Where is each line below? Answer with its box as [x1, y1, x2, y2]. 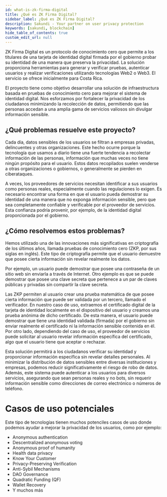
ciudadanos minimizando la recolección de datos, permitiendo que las [5, 101, 149, 107]
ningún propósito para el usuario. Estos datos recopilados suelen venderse [5, 160, 159, 166]
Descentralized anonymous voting [12, 440, 83, 446]
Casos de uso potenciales [5, 403, 115, 414]
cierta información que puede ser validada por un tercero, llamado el [5, 296, 146, 302]
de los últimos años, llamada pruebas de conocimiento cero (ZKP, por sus [5, 245, 157, 251]
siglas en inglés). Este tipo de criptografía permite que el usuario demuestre [5, 250, 161, 257]
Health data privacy [12, 450, 53, 456]
